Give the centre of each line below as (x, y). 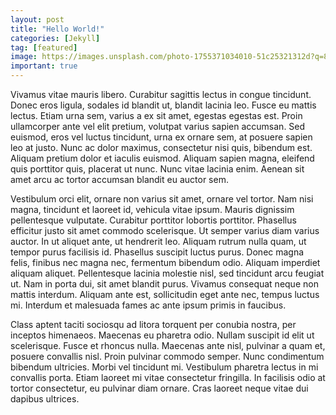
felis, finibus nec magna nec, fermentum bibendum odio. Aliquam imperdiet (165, 262)
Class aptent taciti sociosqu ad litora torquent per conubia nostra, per (153, 324)
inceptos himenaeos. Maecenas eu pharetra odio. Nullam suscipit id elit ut (162, 335)
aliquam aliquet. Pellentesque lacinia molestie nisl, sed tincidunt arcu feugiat (167, 273)
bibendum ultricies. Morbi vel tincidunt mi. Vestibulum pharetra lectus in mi (164, 367)
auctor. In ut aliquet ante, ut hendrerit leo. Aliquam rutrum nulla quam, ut (158, 241)
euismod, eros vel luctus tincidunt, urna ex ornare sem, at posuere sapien (161, 137)
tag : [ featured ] (44, 47)
